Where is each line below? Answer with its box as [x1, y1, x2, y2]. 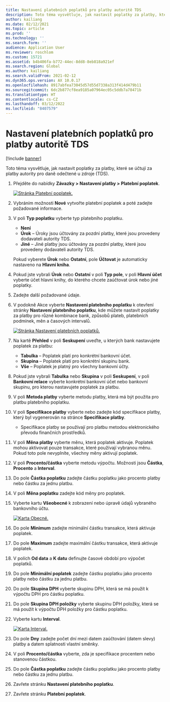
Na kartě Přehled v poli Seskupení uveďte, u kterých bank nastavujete [13, 337, 160, 343]
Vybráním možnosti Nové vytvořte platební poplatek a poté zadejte [13, 200, 153, 206]
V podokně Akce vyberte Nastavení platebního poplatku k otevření [13, 301, 154, 308]
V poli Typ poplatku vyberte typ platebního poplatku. [13, 215, 124, 221]
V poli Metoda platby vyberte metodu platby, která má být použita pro [13, 393, 159, 400]
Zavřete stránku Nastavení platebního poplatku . [13, 681, 115, 687]
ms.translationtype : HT [6, 92, 56, 97]
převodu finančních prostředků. [20, 429, 86, 435]
